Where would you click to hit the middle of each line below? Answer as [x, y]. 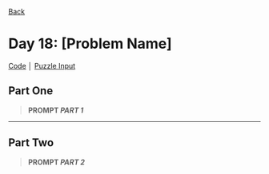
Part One [31, 91]
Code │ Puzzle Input [42, 65]
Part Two [31, 143]
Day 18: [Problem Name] [90, 44]
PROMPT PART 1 [56, 110]
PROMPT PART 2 [56, 162]
